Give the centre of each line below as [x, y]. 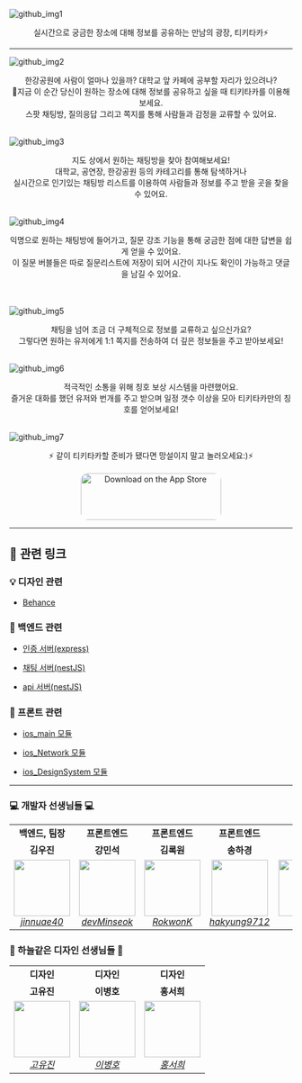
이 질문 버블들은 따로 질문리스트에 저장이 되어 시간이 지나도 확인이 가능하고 [143, 262]
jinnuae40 [42, 921]
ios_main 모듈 [47, 734]
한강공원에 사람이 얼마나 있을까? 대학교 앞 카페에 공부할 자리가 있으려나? [151, 80]
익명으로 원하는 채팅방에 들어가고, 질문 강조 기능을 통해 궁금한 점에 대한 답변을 [146, 240]
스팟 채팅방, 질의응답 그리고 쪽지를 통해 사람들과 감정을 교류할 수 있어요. [151, 114]
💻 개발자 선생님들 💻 [52, 806]
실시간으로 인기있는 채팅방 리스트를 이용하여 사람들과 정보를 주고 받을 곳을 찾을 [151, 183]
